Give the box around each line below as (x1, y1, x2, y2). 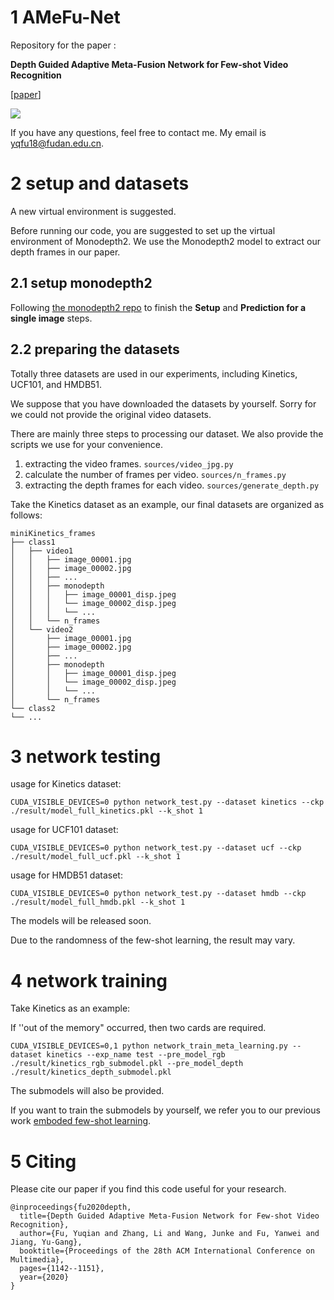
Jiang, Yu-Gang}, (10, 1237, 83, 1248)
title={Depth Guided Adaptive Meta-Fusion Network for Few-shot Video (19, 1211, 320, 1221)
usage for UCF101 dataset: (10, 824, 119, 836)
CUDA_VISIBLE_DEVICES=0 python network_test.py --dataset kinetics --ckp (10, 797, 325, 808)
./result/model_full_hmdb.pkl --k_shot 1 (10, 897, 186, 908)
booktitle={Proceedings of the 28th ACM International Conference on (19, 1246, 315, 1256)
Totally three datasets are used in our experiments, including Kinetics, (10, 367, 298, 380)
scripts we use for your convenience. (10, 438, 163, 450)
